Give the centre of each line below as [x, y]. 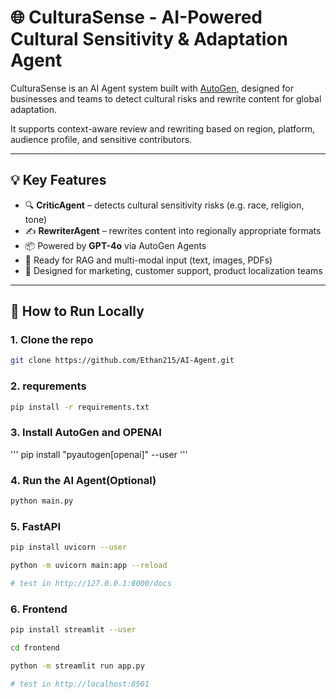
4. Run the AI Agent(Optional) [83, 480]
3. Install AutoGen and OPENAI [86, 433]
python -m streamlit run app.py [77, 666]
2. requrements [48, 386]
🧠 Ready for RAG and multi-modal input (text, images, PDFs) [148, 260]
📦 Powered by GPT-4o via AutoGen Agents [115, 245]
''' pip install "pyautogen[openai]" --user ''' [99, 454]
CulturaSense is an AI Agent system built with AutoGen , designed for [152, 88]
